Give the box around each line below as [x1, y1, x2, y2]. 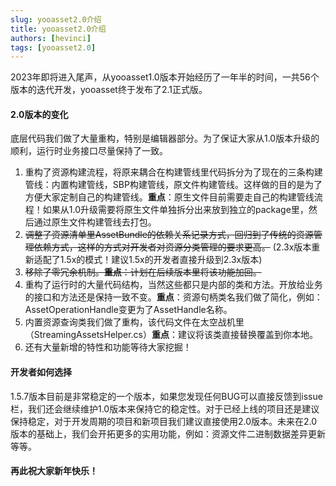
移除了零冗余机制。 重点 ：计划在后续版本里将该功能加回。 [24, 266, 262, 278]
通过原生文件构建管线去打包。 [33, 216, 157, 228]
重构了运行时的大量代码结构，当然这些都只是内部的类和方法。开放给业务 [24, 279, 323, 291]
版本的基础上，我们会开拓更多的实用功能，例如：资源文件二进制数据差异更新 [10, 427, 326, 440]
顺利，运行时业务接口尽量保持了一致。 [10, 145, 168, 157]
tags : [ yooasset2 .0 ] [10, 42, 97, 53]
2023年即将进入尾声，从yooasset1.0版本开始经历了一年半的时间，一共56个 [10, 71, 320, 83]
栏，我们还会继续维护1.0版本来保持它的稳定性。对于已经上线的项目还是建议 [10, 402, 320, 415]
